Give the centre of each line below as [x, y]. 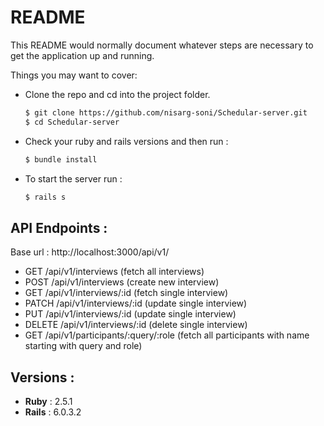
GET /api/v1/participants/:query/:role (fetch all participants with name [167, 335]
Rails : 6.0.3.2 [53, 412]
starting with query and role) [83, 346]
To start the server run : [73, 178]
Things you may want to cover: [74, 75]
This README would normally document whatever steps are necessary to [162, 45]
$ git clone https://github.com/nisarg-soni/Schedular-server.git [166, 112]
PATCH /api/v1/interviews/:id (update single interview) [136, 303]
